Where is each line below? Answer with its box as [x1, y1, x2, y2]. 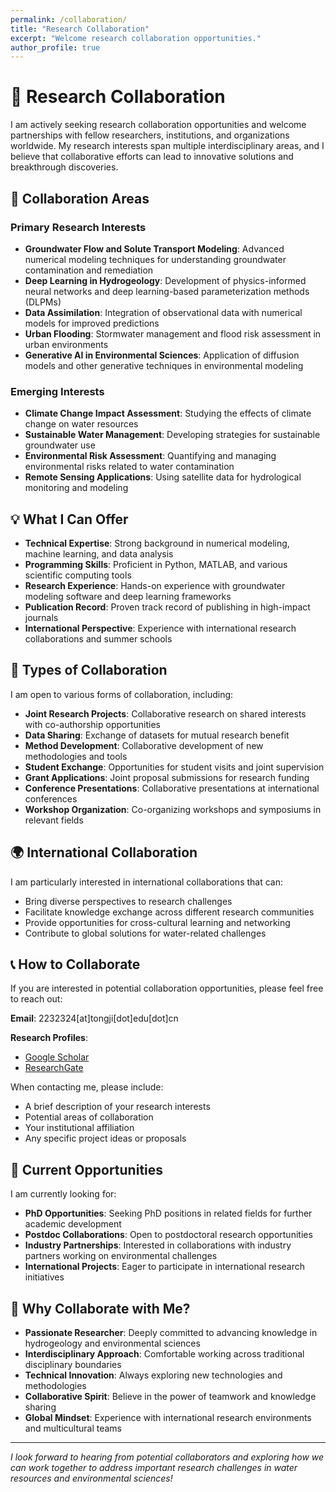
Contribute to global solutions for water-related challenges [24, 927, 267, 939]
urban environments [24, 338, 109, 350]
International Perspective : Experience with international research [24, 622, 297, 634]
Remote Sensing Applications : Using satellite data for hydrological [24, 471, 302, 483]
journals [24, 611, 59, 623]
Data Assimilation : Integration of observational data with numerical [24, 306, 303, 318]
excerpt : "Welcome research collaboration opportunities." [10, 33, 262, 43]
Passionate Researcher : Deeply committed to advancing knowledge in [24, 1327, 318, 1339]
